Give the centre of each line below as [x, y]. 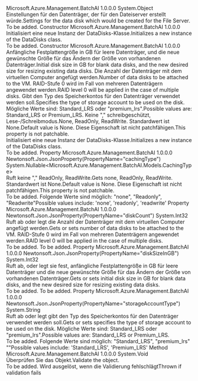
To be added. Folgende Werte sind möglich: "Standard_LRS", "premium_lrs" [98, 341]
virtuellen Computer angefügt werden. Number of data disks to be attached [97, 77]
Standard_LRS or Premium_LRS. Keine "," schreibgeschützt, [79, 115]
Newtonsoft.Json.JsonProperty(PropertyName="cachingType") [84, 159]
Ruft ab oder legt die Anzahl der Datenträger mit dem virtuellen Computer [95, 222]
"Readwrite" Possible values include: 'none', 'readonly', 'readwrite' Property [98, 203]
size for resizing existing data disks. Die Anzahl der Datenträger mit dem [94, 71]
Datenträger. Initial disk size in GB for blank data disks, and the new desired [97, 64]
